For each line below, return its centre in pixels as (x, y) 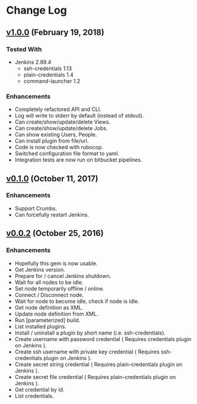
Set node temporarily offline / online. (60, 288)
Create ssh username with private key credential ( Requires (87, 352)
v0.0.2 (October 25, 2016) (55, 233)
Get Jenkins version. (40, 269)
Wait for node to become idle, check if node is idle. (77, 301)
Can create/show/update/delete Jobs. (61, 128)
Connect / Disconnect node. (49, 295)
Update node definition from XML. (56, 314)
